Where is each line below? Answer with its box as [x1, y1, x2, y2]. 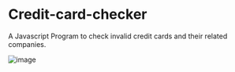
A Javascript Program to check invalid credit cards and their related [8, 31, 228, 41]
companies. [8, 39, 47, 49]
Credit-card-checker [8, 5, 147, 23]
